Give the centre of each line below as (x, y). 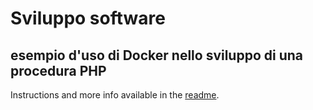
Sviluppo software (88, 18)
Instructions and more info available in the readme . (115, 95)
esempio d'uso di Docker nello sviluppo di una (157, 55)
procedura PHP (58, 70)
